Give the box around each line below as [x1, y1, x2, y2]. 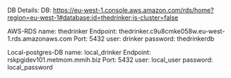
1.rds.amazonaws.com [7, 34, 73, 43]
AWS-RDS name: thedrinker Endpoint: [7, 27, 118, 35]
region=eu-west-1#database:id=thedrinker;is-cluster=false [7, 13, 179, 22]
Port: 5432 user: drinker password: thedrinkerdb [73, 34, 215, 43]
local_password [7, 63, 53, 71]
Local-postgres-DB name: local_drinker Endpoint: [7, 48, 151, 56]
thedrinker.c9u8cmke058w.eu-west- [119, 27, 225, 35]
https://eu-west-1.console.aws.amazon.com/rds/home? [52, 6, 214, 14]
